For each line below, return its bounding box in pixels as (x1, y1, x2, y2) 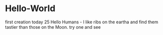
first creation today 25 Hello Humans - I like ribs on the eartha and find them (5, 19, 159, 25)
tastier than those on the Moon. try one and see (5, 24, 101, 30)
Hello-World (5, 3, 56, 14)
